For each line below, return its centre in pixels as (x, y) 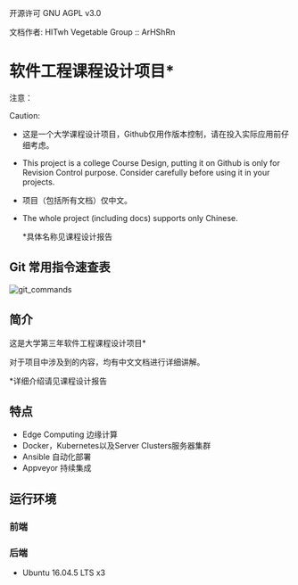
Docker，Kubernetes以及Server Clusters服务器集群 (116, 446)
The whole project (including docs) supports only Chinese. (130, 218)
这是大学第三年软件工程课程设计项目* (78, 342)
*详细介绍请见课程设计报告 (58, 381)
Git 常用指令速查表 (60, 267)
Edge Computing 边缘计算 (70, 434)
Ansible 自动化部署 (57, 457)
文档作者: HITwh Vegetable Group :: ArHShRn (92, 32)
